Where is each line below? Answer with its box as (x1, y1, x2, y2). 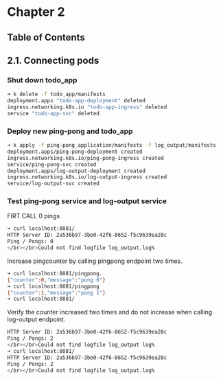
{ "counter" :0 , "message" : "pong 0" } (7, 276, 106, 284)
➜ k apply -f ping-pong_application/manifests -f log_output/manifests (7, 142, 216, 149)
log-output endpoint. (7, 315, 66, 323)
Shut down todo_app (7, 75, 78, 84)
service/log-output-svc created (7, 180, 99, 187)
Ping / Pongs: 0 (7, 238, 54, 245)
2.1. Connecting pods (7, 54, 99, 66)
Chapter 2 (7, 4, 65, 20)
